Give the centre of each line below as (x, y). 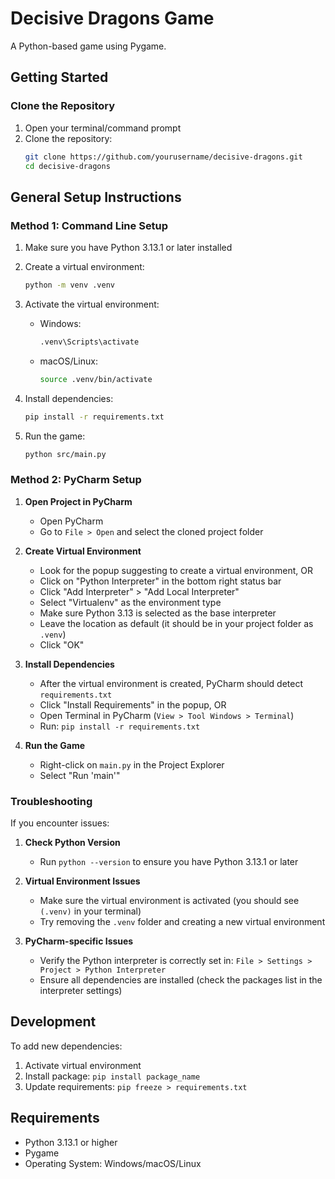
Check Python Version (72, 843)
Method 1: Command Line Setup (89, 225)
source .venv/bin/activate (96, 379)
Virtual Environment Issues (82, 881)
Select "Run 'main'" (80, 775)
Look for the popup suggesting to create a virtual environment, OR (176, 570)
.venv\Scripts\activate (89, 342)
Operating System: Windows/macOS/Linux (113, 1163)
